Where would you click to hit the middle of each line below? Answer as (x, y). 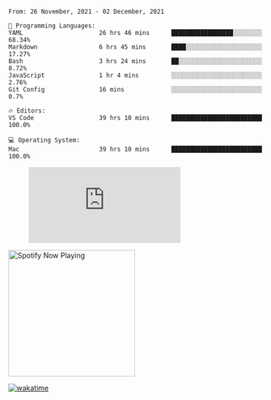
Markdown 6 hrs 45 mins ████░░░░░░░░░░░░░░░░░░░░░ (135, 47)
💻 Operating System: (44, 140)
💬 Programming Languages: (52, 26)
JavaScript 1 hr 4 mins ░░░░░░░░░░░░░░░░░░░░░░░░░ (135, 75)
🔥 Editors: (27, 111)
